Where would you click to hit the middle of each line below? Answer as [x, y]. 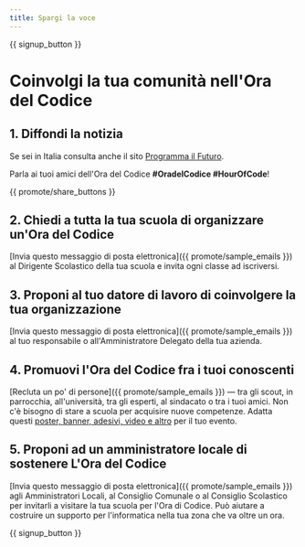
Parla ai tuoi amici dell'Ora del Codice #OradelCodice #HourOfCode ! [140, 174]
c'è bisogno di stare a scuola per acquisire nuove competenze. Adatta [141, 412]
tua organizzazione [65, 309]
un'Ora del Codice [62, 235]
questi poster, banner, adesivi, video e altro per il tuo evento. [123, 421]
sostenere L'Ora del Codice [88, 464]
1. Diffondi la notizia [66, 134]
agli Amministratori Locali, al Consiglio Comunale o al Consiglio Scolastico [148, 496]
